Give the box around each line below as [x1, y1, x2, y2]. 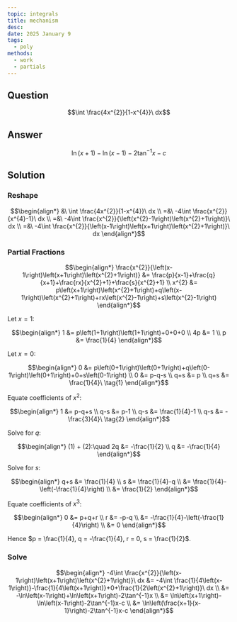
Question [7, 89, 49, 101]
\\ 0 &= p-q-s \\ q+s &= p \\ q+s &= [128, 370, 230, 379]
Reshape [7, 191, 39, 201]
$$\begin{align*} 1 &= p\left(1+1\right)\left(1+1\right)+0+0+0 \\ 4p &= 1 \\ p [11, 328, 226, 337]
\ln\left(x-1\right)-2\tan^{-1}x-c [36, 599, 125, 607]
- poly [13, 43, 33, 50]
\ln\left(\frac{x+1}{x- [142, 599, 202, 607]
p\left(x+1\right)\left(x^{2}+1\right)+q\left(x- [55, 285, 183, 294]
